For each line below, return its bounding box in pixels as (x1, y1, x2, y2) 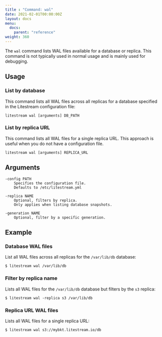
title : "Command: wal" (5, 7, 54, 12)
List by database (5, 87, 45, 94)
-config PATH (5, 176, 32, 181)
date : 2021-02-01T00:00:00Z (5, 12, 62, 17)
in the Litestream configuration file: (5, 103, 76, 109)
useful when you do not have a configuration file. (5, 141, 104, 146)
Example (5, 228, 32, 237)
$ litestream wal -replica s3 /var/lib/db (5, 295, 93, 300)
